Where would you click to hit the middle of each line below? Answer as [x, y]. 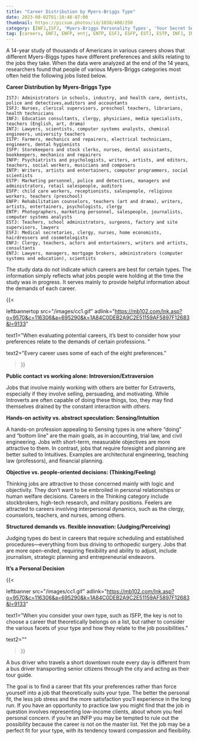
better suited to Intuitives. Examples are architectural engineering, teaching [97, 455]
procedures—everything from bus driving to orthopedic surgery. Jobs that [96, 545]
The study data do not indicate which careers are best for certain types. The [99, 269]
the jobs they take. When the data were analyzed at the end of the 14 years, [98, 63]
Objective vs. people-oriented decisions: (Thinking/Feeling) [81, 472]
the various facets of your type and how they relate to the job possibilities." [97, 628]
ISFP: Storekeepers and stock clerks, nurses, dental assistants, [89, 150]
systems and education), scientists [51, 259]
